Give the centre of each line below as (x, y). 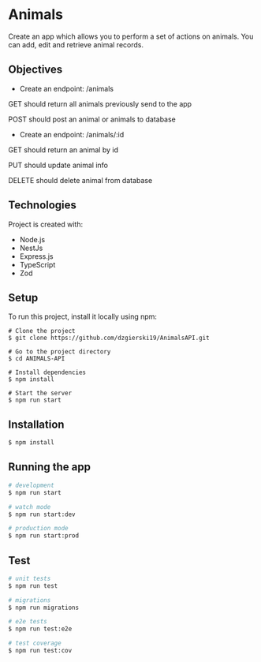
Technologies (43, 206)
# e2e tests (28, 622)
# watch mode (30, 507)
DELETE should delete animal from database (80, 180)
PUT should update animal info (58, 165)
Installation (36, 424)
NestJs (31, 248)
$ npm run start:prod (44, 536)
